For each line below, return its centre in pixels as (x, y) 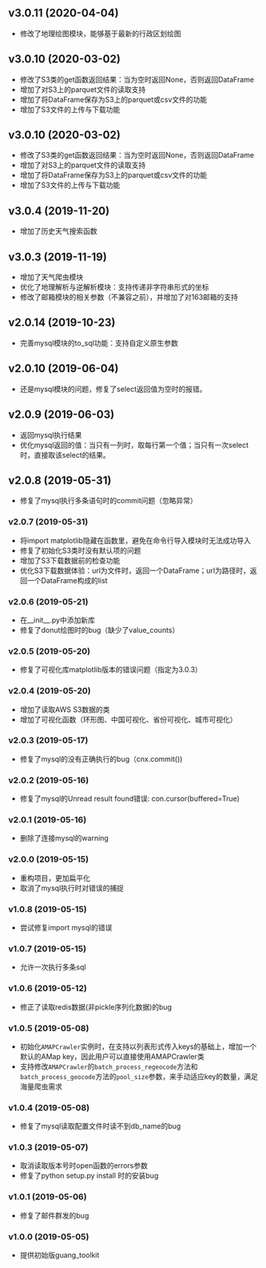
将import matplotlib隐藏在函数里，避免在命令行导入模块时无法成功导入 (135, 540)
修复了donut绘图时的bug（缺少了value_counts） (99, 630)
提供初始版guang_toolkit (60, 1255)
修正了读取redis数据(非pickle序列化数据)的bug (96, 1006)
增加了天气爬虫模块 (52, 277)
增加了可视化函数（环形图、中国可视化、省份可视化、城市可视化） (128, 719)
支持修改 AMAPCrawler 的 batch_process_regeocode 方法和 (109, 1066)
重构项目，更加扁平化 (55, 878)
